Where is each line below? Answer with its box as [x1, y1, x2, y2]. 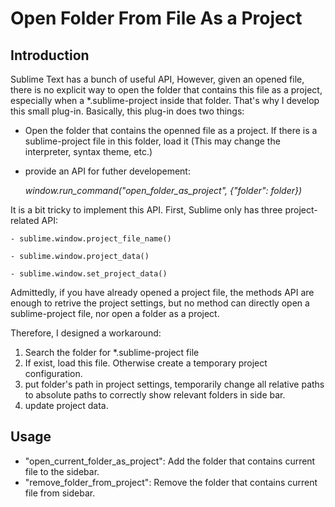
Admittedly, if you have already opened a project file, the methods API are [10, 287, 315, 298]
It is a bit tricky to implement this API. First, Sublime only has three [10, 204, 283, 216]
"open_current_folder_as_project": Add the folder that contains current [24, 455, 316, 467]
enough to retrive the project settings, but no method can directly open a [10, 297, 310, 309]
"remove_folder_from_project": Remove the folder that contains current [24, 476, 318, 488]
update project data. [24, 400, 109, 411]
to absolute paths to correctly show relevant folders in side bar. [24, 389, 286, 401]
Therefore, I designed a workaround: [10, 327, 162, 339]
